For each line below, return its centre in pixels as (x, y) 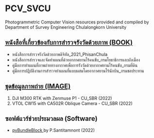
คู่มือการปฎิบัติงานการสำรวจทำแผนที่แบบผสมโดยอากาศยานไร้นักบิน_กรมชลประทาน (78, 71)
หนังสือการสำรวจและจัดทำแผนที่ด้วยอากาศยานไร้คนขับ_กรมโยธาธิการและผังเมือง (76, 59)
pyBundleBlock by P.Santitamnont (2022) (53, 130)
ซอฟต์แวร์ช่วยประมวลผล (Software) (51, 118)
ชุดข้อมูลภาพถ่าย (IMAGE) (38, 87)
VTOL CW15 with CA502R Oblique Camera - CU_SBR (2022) (72, 103)
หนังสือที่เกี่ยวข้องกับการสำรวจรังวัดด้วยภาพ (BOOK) (69, 43)
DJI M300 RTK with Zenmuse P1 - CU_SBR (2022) (62, 98)
